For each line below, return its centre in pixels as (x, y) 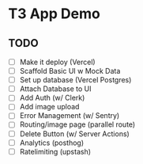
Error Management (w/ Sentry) (70, 116)
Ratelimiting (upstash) (55, 151)
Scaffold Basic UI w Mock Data (70, 71)
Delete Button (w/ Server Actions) (75, 133)
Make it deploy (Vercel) (58, 62)
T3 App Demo (54, 14)
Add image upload (49, 107)
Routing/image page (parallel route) (77, 124)
